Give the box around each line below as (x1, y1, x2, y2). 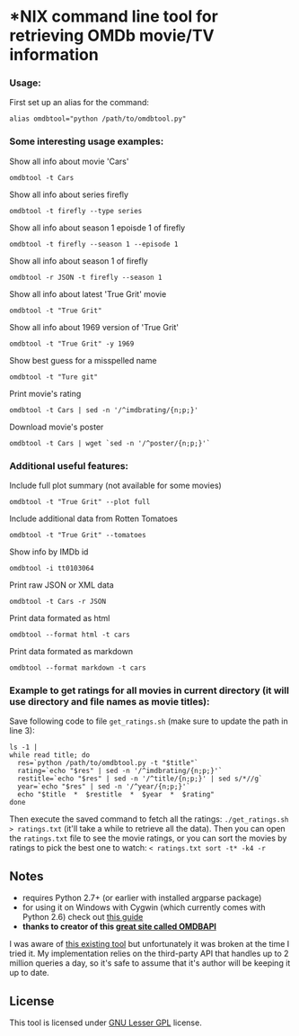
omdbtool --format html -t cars (9, 630, 130, 640)
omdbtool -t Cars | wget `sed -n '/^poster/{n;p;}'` (9, 438, 211, 447)
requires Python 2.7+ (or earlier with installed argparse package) (22, 893, 262, 904)
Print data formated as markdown (9, 646, 133, 657)
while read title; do (9, 751, 91, 760)
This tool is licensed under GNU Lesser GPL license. (9, 1017, 202, 1028)
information (9, 45, 99, 65)
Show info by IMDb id (9, 546, 89, 557)
